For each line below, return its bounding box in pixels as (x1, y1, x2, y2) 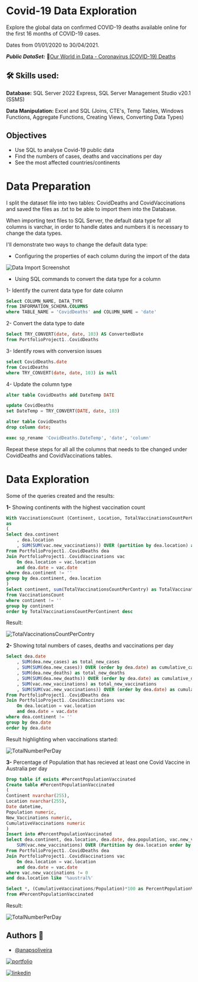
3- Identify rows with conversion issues (6, 347, 102, 354)
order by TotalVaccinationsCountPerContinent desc (6, 608, 133, 614)
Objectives (6, 131, 47, 141)
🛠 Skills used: (6, 71, 59, 81)
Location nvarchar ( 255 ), (6, 798, 67, 805)
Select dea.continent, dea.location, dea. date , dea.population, (6, 837, 167, 843)
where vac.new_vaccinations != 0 (6, 870, 88, 876)
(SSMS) (6, 96, 25, 103)
